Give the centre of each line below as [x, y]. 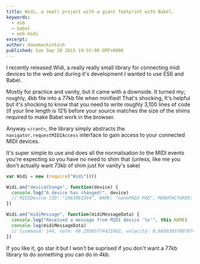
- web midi [25, 34]
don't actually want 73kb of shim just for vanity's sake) [73, 165]
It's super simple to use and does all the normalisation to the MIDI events [95, 153]
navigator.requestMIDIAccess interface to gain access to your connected [96, 135]
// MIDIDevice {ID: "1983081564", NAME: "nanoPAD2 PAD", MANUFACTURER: [102, 198]
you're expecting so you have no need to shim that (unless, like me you [93, 159]
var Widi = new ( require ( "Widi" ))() [51, 176]
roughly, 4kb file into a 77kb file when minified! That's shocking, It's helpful [98, 98]
